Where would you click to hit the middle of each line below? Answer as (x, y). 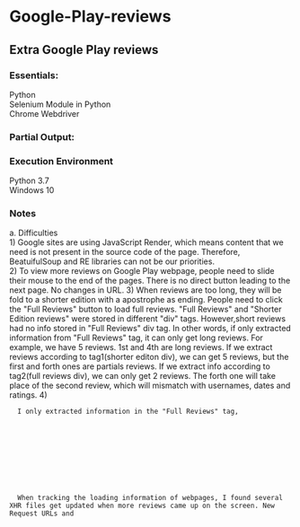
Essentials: (34, 75)
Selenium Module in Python (60, 104)
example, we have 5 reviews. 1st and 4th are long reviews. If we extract (141, 347)
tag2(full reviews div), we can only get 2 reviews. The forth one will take (143, 376)
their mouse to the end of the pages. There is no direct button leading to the (150, 281)
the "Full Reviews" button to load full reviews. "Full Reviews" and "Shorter (146, 309)
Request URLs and (42, 514)
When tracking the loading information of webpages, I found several (150, 498)
